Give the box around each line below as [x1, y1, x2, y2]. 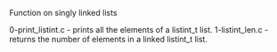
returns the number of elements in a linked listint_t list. [9, 34, 208, 44]
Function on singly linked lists [9, 8, 118, 18]
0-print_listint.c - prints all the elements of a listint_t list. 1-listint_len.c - [9, 25, 269, 34]
